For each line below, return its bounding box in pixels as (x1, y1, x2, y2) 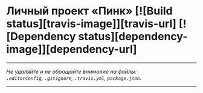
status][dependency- (78, 30, 188, 43)
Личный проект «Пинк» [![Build (6, 4, 173, 18)
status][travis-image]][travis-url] (6, 17, 177, 31)
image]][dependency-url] (6, 43, 137, 56)
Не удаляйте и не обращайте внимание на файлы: (6, 68, 137, 75)
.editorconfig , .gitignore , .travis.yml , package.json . (6, 74, 142, 82)
